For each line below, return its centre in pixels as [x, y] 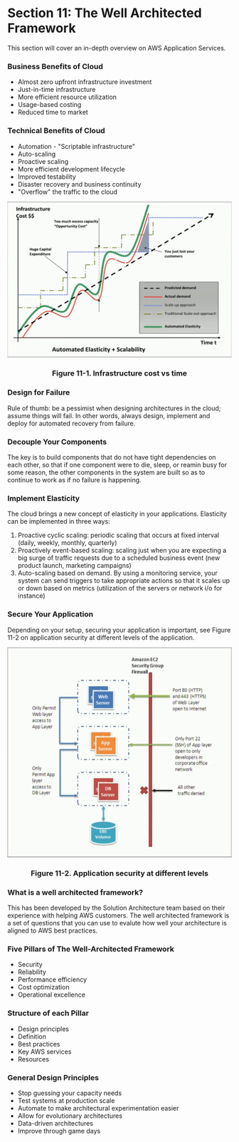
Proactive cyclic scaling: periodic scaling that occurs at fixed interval [118, 535]
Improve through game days [59, 1131]
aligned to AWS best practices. [53, 930]
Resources [33, 1059]
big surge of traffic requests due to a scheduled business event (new [119, 558]
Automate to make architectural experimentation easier [98, 1108]
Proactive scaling [43, 161]
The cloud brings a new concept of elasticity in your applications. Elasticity [117, 514]
